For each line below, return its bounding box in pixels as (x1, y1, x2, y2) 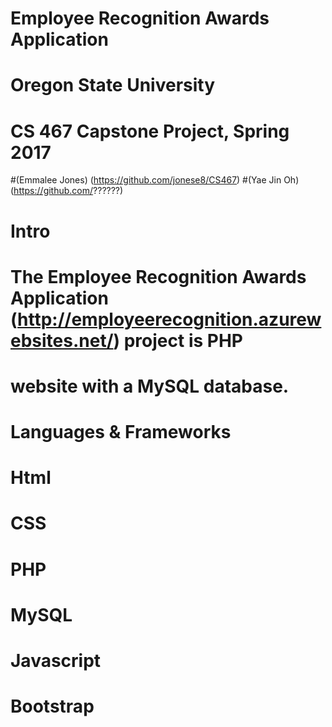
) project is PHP (113, 329, 243, 352)
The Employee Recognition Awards (10, 265, 307, 288)
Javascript (10, 650, 102, 672)
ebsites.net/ (10, 329, 114, 352)
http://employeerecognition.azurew (17, 308, 322, 331)
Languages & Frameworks (10, 421, 232, 444)
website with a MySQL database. (10, 375, 290, 397)
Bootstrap (10, 695, 95, 718)
